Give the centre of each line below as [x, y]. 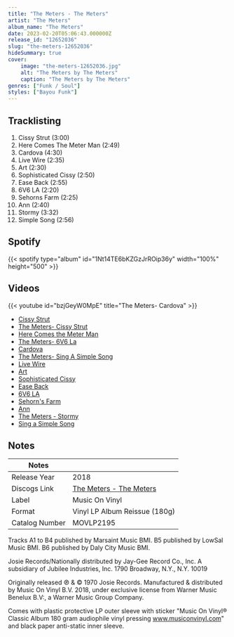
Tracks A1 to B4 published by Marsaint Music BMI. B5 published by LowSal [116, 540]
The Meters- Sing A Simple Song [66, 356]
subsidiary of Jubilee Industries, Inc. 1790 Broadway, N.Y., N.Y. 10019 [108, 569]
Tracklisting [35, 121]
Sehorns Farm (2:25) [48, 197]
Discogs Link [33, 489]
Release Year [33, 477]
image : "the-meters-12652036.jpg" [71, 66]
